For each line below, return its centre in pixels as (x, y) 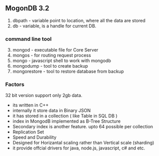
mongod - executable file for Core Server (55, 50)
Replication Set (28, 132)
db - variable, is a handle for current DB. (55, 26)
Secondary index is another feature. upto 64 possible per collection (83, 127)
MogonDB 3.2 (27, 8)
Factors (15, 84)
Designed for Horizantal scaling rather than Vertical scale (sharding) (83, 143)
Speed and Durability (34, 137)
